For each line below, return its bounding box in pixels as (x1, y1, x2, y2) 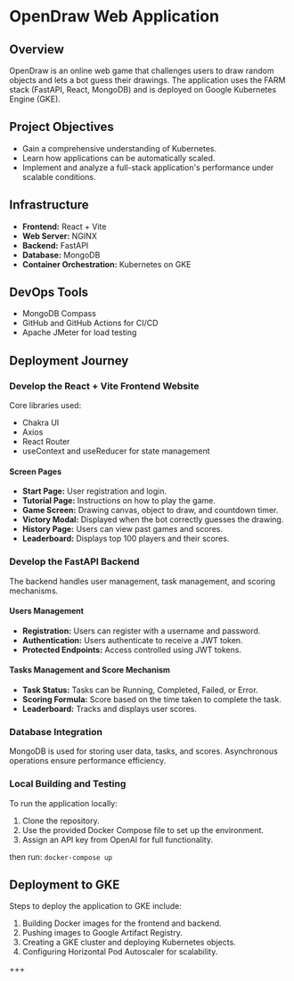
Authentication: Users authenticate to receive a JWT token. (21, 634, 243, 645)
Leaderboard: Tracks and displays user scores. (21, 704, 198, 715)
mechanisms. (9, 585, 59, 596)
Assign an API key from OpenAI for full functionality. (21, 834, 214, 845)
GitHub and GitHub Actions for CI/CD (21, 318, 159, 329)
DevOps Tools (9, 285, 89, 300)
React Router (21, 437, 70, 447)
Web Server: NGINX (21, 230, 98, 241)
